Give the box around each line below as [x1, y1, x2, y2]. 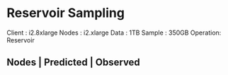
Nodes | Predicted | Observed [6, 57, 141, 69]
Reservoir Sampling [6, 5, 125, 21]
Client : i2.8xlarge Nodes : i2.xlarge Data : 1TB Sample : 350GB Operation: [6, 28, 222, 37]
